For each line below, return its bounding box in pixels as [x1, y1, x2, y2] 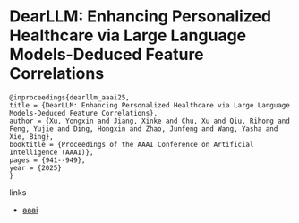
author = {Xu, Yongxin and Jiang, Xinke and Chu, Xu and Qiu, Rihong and [9, 116, 291, 125]
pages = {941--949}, [9, 155, 87, 165]
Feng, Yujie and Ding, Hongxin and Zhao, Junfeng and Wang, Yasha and [9, 124, 278, 133]
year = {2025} [9, 163, 63, 172]
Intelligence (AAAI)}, [9, 148, 94, 157]
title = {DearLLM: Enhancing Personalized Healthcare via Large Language [9, 100, 291, 109]
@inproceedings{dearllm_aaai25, [9, 92, 130, 102]
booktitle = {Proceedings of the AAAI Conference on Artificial [9, 140, 254, 149]
